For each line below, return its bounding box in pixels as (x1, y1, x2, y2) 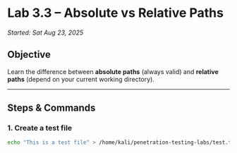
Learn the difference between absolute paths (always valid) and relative (7, 67, 219, 75)
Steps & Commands (7, 102, 96, 114)
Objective (7, 49, 51, 61)
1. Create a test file (7, 123, 73, 133)
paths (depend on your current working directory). (7, 75, 155, 83)
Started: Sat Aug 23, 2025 (7, 28, 84, 37)
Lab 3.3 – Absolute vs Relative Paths (7, 5, 224, 21)
